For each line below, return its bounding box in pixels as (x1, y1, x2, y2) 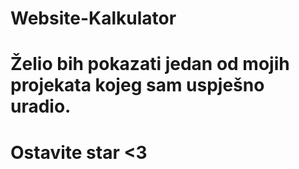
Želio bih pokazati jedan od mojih (10, 53, 290, 76)
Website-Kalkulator (10, 7, 177, 30)
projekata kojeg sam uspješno (10, 74, 265, 97)
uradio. (10, 95, 72, 118)
